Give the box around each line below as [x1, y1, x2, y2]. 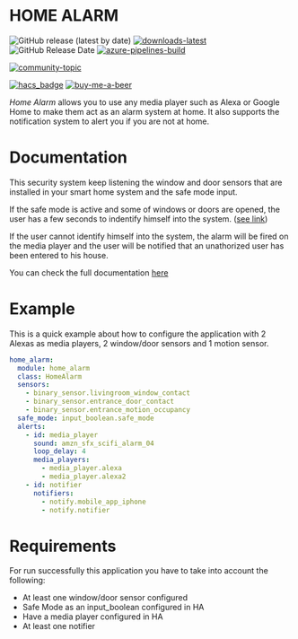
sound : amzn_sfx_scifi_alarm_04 [32, 439, 154, 448]
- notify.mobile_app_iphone [41, 497, 146, 506]
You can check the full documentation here [9, 267, 169, 278]
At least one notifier [22, 621, 96, 632]
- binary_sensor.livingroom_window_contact [25, 389, 191, 398]
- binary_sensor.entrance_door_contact [25, 397, 175, 407]
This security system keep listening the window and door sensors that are [9, 177, 283, 188]
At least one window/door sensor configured [22, 592, 188, 603]
